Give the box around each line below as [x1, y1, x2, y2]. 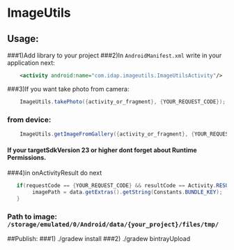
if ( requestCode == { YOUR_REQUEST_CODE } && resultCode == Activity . [16, 182, 217, 189]
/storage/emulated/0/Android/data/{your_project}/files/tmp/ [7, 220, 219, 228]
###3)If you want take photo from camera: [7, 84, 130, 93]
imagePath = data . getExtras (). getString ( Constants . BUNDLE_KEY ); [32, 189, 223, 196]
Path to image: [7, 212, 58, 221]
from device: [7, 115, 52, 124]
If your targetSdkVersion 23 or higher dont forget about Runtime [7, 145, 197, 154]
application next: [7, 59, 56, 67]
